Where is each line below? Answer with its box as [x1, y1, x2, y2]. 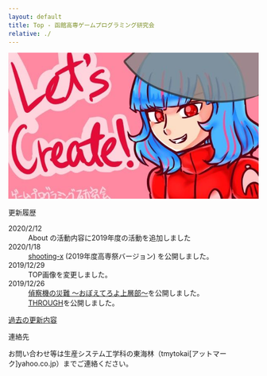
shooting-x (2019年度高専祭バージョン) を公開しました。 [28, 251, 214, 262]
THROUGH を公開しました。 [28, 298, 119, 308]
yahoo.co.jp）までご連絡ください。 [17, 359, 133, 369]
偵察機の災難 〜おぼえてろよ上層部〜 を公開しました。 [28, 289, 204, 298]
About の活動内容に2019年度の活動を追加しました [28, 233, 192, 242]
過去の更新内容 [8, 315, 57, 325]
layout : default [8, 13, 62, 21]
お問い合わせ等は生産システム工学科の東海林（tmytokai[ [8, 349, 192, 359]
